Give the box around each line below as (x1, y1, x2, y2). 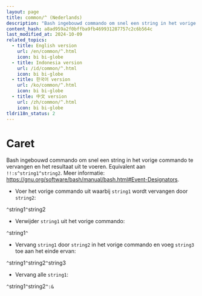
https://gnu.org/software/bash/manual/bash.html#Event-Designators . (6, 176, 180, 183)
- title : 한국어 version (11, 76, 71, 82)
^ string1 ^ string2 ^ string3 (6, 259, 67, 267)
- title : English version (11, 43, 77, 49)
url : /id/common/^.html (17, 65, 77, 72)
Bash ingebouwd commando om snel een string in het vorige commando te (6, 156, 194, 164)
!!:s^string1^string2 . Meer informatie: (6, 169, 105, 177)
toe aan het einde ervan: (15, 247, 76, 255)
